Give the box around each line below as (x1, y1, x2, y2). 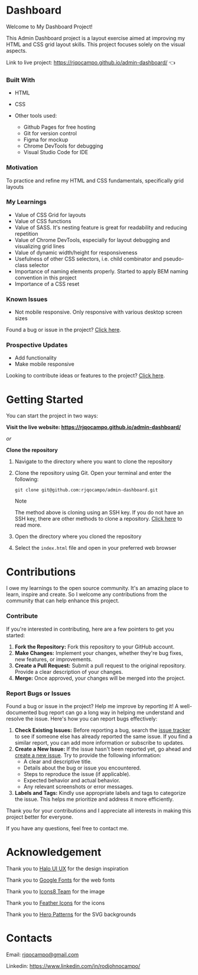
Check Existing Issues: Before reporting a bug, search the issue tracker (14, 726, 191, 733)
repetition (14, 230, 38, 237)
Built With (6, 76, 35, 84)
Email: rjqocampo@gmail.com (6, 951, 79, 958)
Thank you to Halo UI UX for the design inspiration (6, 865, 129, 872)
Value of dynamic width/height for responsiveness (14, 249, 138, 256)
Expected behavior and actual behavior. (23, 777, 121, 784)
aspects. (6, 47, 27, 54)
